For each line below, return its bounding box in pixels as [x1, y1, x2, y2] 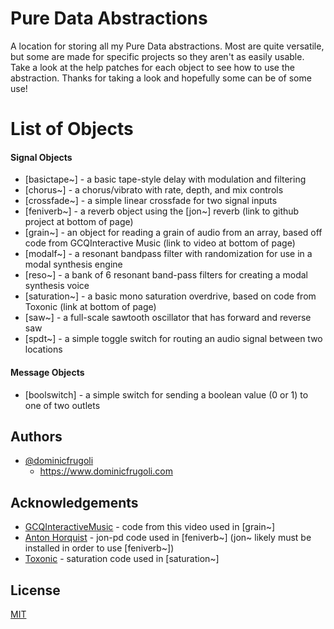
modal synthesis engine [24, 258, 123, 271]
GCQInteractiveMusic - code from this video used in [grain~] [24, 521, 276, 533]
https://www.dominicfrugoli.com [39, 465, 173, 477]
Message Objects [10, 366, 85, 378]
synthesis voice [24, 280, 90, 292]
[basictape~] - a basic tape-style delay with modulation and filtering [24, 173, 307, 186]
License [10, 582, 61, 599]
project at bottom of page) [24, 216, 134, 228]
